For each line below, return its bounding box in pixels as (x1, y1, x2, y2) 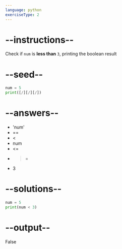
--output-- (5, 222, 50, 233)
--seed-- (5, 69, 43, 80)
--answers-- (5, 107, 59, 119)
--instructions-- (5, 34, 74, 46)
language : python (5, 7, 42, 13)
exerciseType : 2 (5, 12, 39, 17)
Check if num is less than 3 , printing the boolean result (5, 51, 117, 57)
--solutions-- (5, 183, 62, 195)
